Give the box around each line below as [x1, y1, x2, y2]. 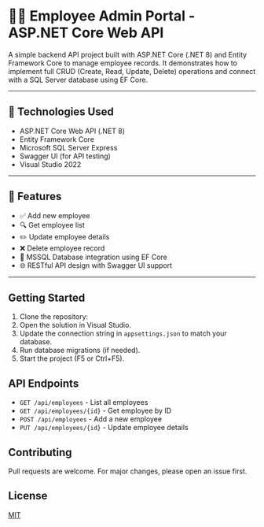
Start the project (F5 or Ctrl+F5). [19, 354, 125, 363]
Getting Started [8, 291, 86, 304]
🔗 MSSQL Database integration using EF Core [19, 252, 167, 262]
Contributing [8, 445, 72, 459]
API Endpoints [8, 377, 79, 390]
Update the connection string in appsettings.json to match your [19, 328, 228, 338]
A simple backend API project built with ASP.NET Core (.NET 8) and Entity [8, 50, 247, 59]
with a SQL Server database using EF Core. [8, 75, 148, 84]
